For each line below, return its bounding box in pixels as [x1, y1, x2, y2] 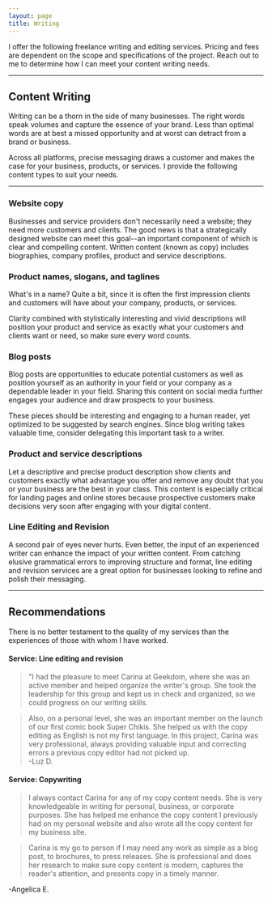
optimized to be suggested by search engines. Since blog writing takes [8, 419, 245, 429]
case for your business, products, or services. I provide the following [8, 161, 238, 171]
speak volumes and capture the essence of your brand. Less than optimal [8, 120, 254, 130]
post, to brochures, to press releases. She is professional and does [28, 852, 252, 862]
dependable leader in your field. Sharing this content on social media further [8, 386, 263, 397]
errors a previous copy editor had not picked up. [28, 747, 190, 757]
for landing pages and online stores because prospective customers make [8, 492, 256, 502]
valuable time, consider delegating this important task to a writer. [8, 428, 225, 438]
